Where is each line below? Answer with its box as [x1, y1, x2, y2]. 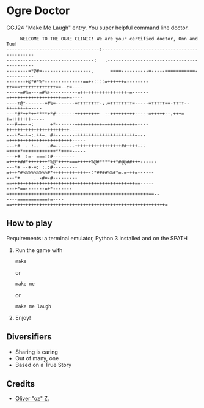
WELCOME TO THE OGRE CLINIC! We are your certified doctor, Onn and [20, 35, 199, 42]
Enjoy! [15, 314, 31, 321]
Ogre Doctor [6, 4, 70, 18]
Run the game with [15, 246, 63, 254]
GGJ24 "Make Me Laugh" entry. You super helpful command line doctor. [6, 24, 189, 31]
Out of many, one [15, 354, 59, 362]
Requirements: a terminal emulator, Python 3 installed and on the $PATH [6, 234, 188, 242]
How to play [6, 218, 53, 229]
